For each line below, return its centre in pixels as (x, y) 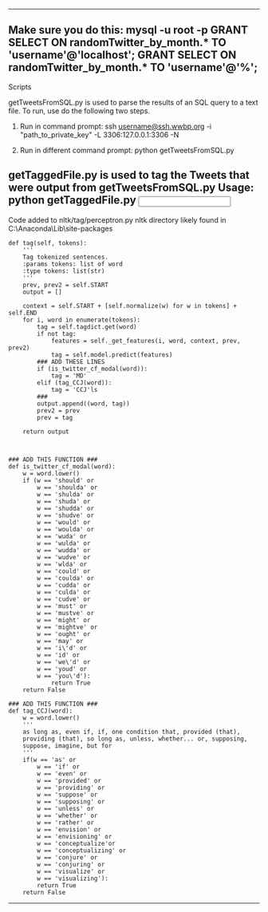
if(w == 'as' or (50, 760)
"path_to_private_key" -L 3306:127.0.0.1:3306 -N (99, 134)
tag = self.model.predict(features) (112, 355)
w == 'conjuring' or (71, 864)
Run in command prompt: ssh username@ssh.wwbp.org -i (116, 126)
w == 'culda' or (64, 592)
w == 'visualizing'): (73, 878)
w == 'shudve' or (65, 515)
